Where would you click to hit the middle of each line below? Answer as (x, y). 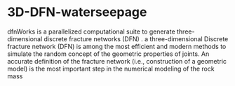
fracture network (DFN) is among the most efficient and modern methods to (117, 46)
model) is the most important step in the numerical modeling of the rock (111, 69)
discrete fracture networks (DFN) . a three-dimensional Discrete (136, 38)
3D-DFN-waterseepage (77, 12)
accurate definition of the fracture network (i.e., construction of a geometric (117, 61)
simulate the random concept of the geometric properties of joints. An (108, 54)
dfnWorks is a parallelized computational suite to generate (91, 31)
